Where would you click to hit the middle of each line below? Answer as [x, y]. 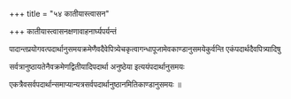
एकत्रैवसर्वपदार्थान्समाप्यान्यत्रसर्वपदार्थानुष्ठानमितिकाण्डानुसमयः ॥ [95, 84]
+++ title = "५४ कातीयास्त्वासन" [59, 14]
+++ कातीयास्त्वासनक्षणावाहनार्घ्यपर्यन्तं [63, 31]
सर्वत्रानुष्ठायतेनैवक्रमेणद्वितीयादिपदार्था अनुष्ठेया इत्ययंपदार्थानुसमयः [97, 67]
